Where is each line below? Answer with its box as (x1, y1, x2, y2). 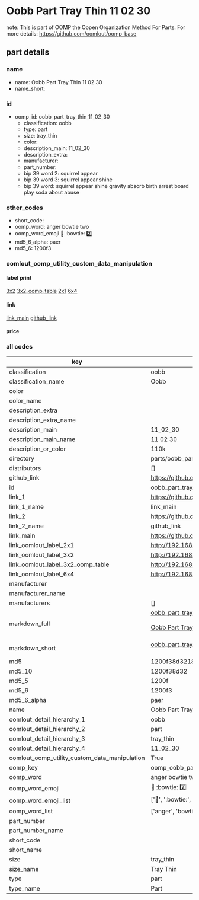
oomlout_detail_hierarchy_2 (9, 725, 85, 733)
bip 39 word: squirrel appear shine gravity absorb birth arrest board (23, 182, 189, 189)
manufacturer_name (9, 589, 66, 598)
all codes (6, 343, 33, 351)
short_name (9, 846, 43, 854)
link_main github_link (6, 314, 57, 321)
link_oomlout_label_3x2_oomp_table (9, 560, 110, 569)
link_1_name (9, 503, 44, 511)
